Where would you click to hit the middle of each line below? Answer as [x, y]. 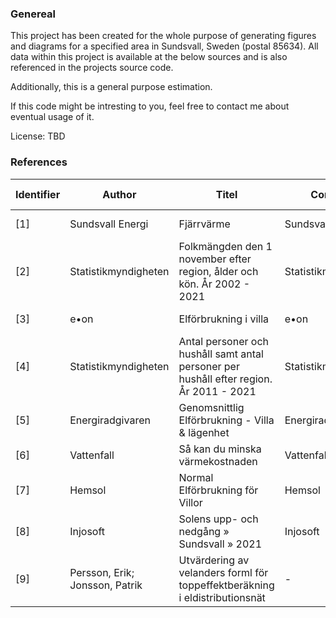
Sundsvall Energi [109, 224]
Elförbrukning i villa [224, 319]
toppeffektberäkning [226, 585]
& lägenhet [204, 432]
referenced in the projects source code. [92, 68]
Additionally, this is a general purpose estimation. [111, 87]
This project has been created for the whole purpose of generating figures [163, 36]
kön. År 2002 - [214, 284]
